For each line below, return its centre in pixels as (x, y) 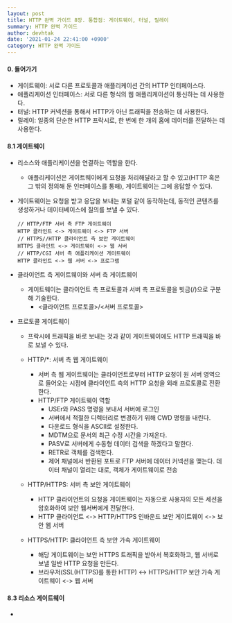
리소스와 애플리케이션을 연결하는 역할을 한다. (78, 163)
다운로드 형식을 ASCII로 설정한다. (93, 427)
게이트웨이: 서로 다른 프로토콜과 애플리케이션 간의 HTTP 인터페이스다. (111, 86)
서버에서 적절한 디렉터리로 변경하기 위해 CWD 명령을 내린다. (130, 418)
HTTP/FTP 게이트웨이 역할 (74, 400)
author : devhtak (30, 33)
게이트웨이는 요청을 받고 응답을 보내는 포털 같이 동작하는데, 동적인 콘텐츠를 (118, 201)
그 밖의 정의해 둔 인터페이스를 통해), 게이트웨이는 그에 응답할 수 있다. (120, 186)
